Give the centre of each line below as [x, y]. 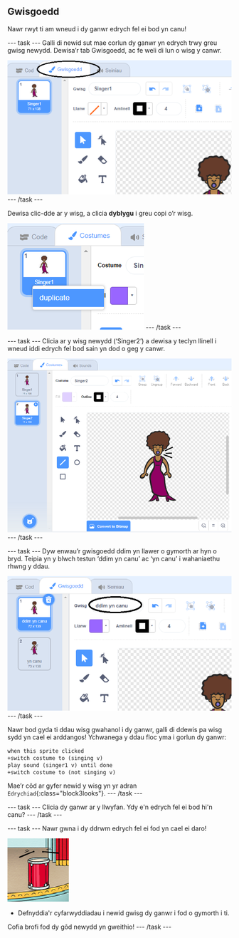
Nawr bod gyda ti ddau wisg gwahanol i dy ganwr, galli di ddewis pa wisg [115, 730]
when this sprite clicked [46, 751]
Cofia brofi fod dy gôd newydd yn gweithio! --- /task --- [90, 927]
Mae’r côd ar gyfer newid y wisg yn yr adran [72, 786]
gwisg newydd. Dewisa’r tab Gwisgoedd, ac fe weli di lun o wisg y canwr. [115, 50]
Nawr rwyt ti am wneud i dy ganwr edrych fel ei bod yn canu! [97, 28]
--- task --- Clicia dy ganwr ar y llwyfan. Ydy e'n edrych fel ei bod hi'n [110, 807]
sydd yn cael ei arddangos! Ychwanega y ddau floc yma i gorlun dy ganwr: [117, 737]
